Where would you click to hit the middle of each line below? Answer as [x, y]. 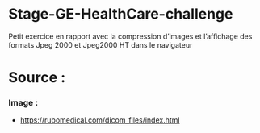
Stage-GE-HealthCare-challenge [121, 14]
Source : [37, 78]
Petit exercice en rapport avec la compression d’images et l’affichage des [130, 36]
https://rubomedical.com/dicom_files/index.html [100, 120]
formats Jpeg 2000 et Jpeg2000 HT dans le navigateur [101, 44]
